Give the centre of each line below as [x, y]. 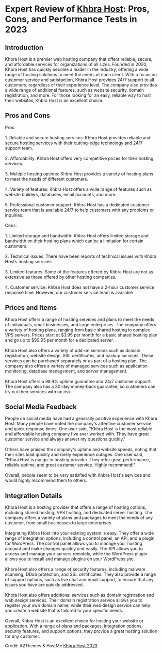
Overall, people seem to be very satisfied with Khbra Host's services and [78, 475]
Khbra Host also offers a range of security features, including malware [75, 569]
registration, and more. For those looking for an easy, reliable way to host [78, 95]
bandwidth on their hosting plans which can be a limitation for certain [74, 241]
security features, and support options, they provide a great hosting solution [81, 631]
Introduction [24, 47]
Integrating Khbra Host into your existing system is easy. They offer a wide [80, 533]
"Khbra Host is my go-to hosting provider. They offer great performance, [78, 460]
